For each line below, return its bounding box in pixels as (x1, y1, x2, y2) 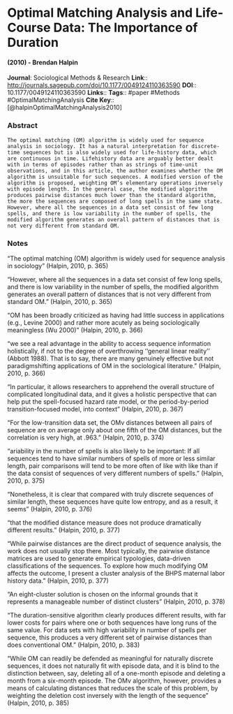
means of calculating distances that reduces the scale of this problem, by (7, 683, 218, 692)
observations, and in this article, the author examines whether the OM (7, 167, 223, 174)
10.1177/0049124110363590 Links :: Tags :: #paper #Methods (7, 89, 180, 97)
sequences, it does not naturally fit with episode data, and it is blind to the (7, 662, 220, 670)
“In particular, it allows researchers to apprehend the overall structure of (7, 382, 215, 391)
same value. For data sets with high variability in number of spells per (7, 625, 207, 634)
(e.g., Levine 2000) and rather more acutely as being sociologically (7, 318, 200, 326)
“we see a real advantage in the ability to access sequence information (7, 339, 211, 347)
